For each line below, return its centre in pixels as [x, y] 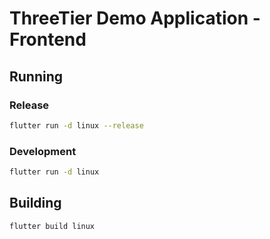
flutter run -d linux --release [76, 125]
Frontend [48, 39]
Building [35, 203]
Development [43, 151]
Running [36, 76]
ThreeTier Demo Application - [135, 18]
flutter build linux [52, 226]
